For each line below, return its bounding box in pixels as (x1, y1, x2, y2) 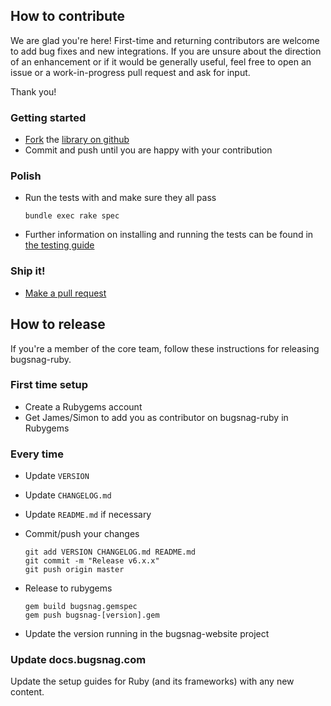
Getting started (10, 110, 87, 124)
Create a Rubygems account (24, 400, 143, 413)
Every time (10, 447, 64, 461)
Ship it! (10, 264, 46, 278)
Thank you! (10, 85, 57, 98)
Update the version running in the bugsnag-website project (24, 628, 270, 640)
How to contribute (10, 8, 126, 25)
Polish (10, 169, 42, 183)
